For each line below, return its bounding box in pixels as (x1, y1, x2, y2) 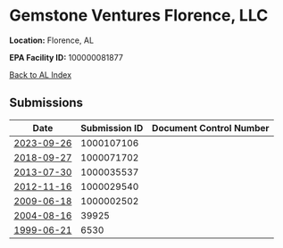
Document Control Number (151, 121, 270, 134)
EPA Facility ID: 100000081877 (9, 52, 123, 62)
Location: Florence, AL (9, 35, 95, 45)
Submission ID (79, 121, 144, 134)
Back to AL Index (9, 69, 72, 80)
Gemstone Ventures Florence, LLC (9, 5, 269, 26)
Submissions (9, 95, 83, 111)
